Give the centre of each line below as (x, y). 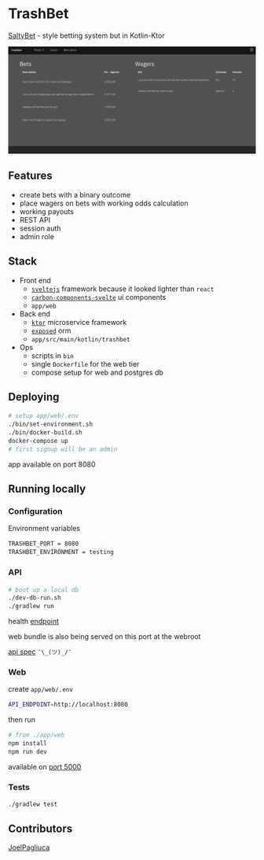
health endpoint (34, 622)
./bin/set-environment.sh (50, 424)
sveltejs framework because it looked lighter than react (123, 289)
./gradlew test (33, 805)
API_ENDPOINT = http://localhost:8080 (68, 705)
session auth (40, 228)
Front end (35, 280)
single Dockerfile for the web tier (85, 364)
